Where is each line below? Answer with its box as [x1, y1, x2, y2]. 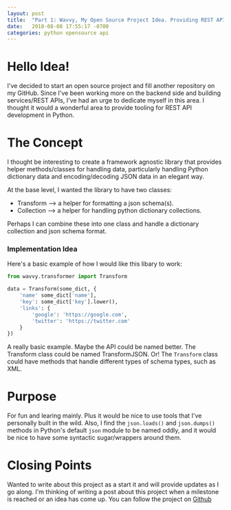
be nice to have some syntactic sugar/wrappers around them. [7, 434, 182, 442]
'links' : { [19, 304, 51, 312]
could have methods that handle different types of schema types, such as [7, 357, 217, 365]
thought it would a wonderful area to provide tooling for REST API [7, 104, 192, 112]
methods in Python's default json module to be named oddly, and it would [7, 426, 217, 434]
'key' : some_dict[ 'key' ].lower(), [19, 299, 118, 306]
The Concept [7, 135, 83, 151]
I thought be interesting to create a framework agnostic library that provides [7, 158, 222, 166]
